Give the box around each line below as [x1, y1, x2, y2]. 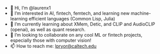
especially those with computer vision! [10, 37, 92, 43]
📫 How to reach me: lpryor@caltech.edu [10, 43, 97, 49]
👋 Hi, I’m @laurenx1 [10, 5, 51, 11]
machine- [130, 10, 151, 16]
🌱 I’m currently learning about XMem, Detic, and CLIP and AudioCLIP [10, 21, 155, 27]
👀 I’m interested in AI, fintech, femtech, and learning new [10, 10, 130, 16]
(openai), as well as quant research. [10, 26, 86, 33]
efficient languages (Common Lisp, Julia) [29, 16, 116, 21]
